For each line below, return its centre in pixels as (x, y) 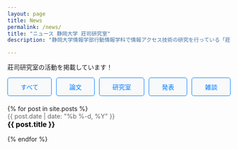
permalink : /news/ (34, 27)
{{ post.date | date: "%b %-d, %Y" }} (61, 117)
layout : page (27, 14)
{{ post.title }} (31, 124)
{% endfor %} (28, 139)
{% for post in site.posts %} (48, 109)
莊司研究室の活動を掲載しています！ (60, 67)
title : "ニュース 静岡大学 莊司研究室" (59, 34)
